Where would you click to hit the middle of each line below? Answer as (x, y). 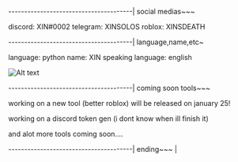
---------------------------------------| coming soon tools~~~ (110, 88)
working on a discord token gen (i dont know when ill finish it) (109, 119)
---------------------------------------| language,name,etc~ (106, 42)
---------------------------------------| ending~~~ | (93, 149)
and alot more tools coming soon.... (66, 134)
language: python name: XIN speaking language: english (100, 57)
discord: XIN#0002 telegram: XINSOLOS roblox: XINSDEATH (107, 26)
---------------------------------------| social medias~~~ (102, 11)
